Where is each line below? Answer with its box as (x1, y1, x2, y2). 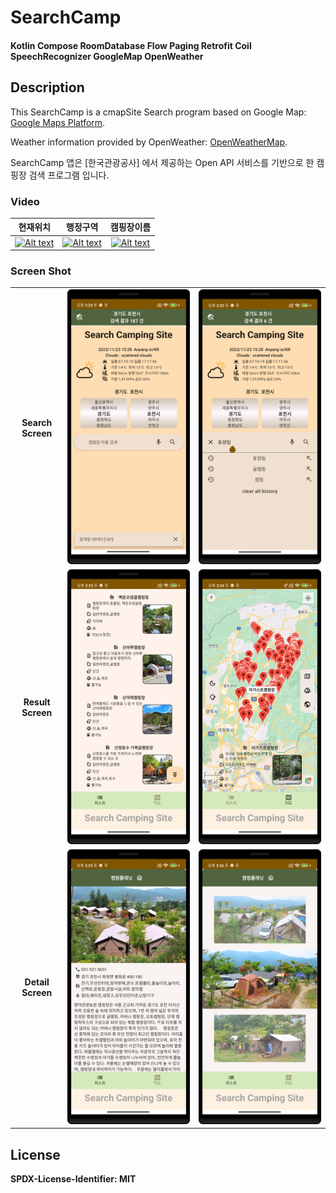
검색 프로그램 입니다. (28, 169, 110, 181)
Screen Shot (10, 264, 72, 278)
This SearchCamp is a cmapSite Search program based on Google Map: (10, 106, 307, 118)
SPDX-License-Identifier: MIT (10, 1173, 137, 1185)
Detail (24, 976, 50, 988)
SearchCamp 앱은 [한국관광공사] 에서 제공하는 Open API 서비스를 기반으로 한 (10, 156, 315, 168)
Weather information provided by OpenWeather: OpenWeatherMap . (10, 136, 288, 148)
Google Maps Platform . (10, 116, 106, 128)
